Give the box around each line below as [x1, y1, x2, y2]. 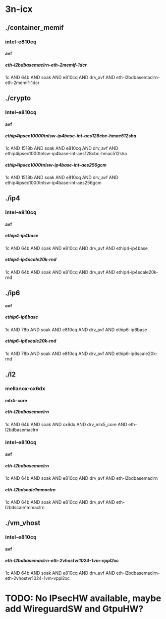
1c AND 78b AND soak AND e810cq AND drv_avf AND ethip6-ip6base [5, 327, 147, 333]
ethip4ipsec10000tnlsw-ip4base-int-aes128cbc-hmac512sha [5, 133, 137, 139]
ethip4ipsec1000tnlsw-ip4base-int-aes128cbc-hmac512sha [5, 150, 127, 156]
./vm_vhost [5, 519, 41, 528]
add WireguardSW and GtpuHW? [5, 603, 144, 615]
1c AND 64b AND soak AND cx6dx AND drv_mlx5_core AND [5, 421, 127, 427]
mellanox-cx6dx [5, 385, 46, 392]
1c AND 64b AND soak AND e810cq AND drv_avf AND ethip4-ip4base [5, 245, 148, 251]
